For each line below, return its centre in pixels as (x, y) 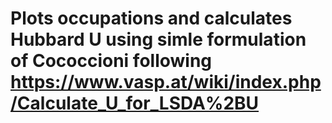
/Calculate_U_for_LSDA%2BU (135, 103)
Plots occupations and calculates (151, 18)
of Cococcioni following (111, 61)
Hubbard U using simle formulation (158, 39)
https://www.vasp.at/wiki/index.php (166, 82)
